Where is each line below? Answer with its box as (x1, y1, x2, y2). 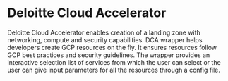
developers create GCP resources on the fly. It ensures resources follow (7, 43, 217, 51)
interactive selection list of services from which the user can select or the (7, 58, 221, 66)
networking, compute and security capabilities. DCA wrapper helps (7, 35, 203, 44)
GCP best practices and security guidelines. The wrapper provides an (7, 51, 210, 59)
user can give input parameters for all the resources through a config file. (7, 66, 221, 74)
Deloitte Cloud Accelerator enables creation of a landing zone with (7, 28, 201, 37)
